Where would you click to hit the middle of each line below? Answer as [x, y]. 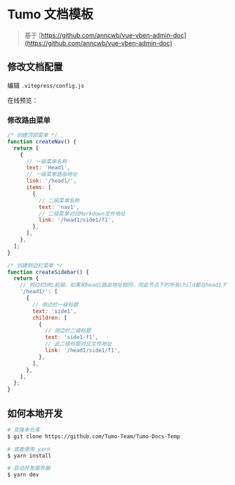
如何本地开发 [35, 413]
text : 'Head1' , [48, 168]
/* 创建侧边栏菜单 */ [35, 265]
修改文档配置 [35, 67]
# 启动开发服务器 [29, 468]
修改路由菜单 [29, 120]
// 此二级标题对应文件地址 [78, 344]
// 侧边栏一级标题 [55, 304]
